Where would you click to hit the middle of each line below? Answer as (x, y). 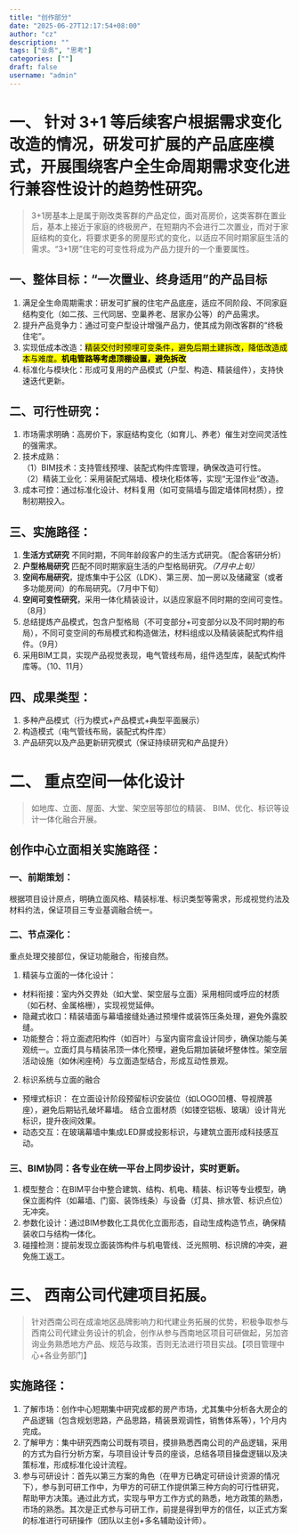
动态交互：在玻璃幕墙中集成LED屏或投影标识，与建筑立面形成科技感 (146, 1132)
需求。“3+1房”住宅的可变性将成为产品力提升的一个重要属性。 (142, 248)
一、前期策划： (41, 878)
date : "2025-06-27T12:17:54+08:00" (75, 26)
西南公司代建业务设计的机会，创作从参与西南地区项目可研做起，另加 (156, 1333)
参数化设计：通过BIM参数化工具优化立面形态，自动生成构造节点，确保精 (154, 1223)
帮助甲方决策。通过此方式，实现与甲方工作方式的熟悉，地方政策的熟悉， (154, 1497)
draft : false (33, 68)
